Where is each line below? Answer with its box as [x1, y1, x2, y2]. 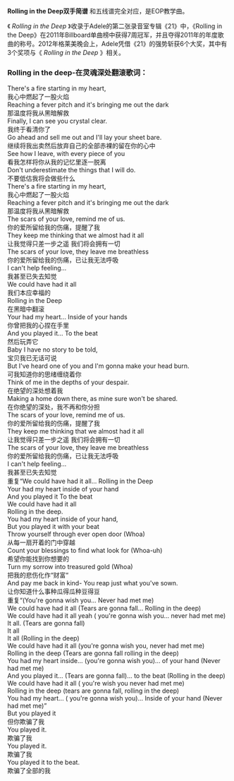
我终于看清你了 [7, 125, 51, 133]
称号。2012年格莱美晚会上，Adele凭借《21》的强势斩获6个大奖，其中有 [19, 40, 228, 48]
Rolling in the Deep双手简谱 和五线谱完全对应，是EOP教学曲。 [7, 7, 189, 15]
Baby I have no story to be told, [7, 345, 98, 354]
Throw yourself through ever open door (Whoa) [7, 530, 146, 539]
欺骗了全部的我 [7, 766, 51, 775]
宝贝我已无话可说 [7, 354, 57, 362]
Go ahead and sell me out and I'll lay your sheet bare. [7, 133, 162, 142]
